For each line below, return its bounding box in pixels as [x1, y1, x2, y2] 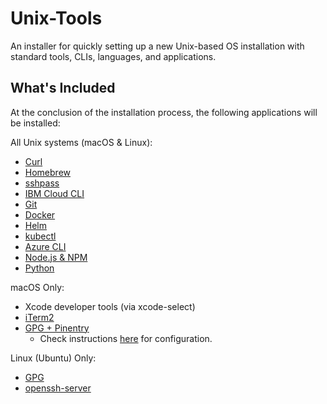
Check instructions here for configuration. [39, 332, 213, 344]
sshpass [24, 177, 60, 189]
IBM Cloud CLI [24, 187, 85, 199]
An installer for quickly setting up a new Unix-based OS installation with [10, 40, 305, 52]
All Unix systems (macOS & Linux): [10, 136, 153, 148]
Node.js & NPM [24, 251, 88, 263]
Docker [24, 208, 56, 221]
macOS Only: [10, 281, 65, 293]
